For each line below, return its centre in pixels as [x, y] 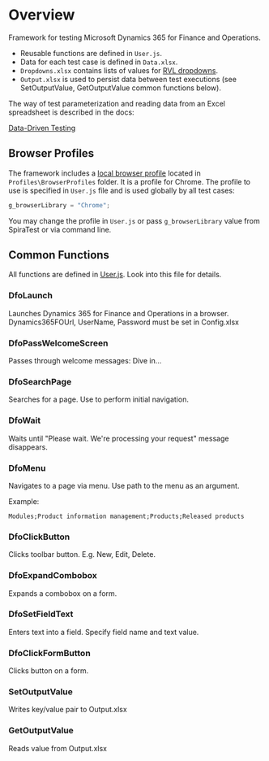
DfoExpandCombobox [53, 576]
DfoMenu [27, 467]
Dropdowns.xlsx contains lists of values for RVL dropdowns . [119, 70]
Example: [24, 501]
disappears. [28, 447]
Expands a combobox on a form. [63, 593]
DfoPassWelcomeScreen [58, 343]
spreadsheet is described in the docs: [72, 112]
